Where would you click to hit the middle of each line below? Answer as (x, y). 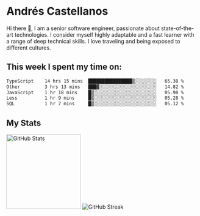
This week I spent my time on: (64, 67)
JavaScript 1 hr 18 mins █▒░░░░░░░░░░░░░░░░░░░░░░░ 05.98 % (95, 92)
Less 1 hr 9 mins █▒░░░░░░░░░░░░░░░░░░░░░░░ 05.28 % (95, 98)
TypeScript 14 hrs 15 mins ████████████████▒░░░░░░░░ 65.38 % (95, 81)
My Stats (24, 123)
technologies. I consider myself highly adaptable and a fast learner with (104, 34)
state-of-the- (177, 28)
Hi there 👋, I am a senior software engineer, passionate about (83, 28)
